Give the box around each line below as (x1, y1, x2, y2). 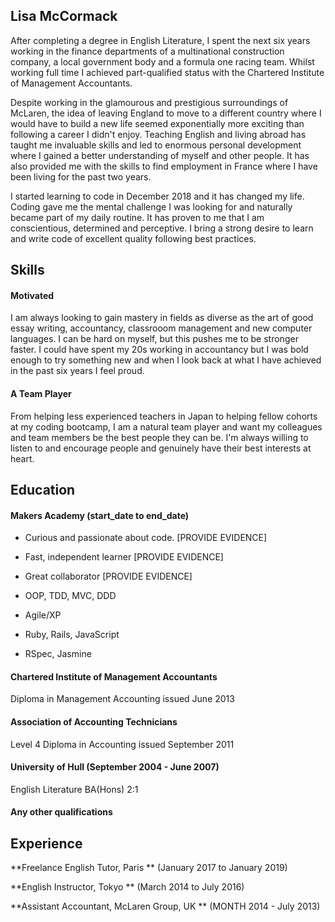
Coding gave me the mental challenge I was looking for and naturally (10, 200, 293, 213)
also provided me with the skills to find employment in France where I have (10, 160, 318, 172)
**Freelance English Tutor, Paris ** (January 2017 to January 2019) (10, 862, 288, 874)
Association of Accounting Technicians (10, 716, 178, 728)
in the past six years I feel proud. (10, 365, 145, 377)
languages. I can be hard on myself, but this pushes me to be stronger (10, 333, 299, 345)
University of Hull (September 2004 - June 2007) (10, 761, 220, 773)
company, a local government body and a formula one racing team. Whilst (10, 55, 315, 68)
